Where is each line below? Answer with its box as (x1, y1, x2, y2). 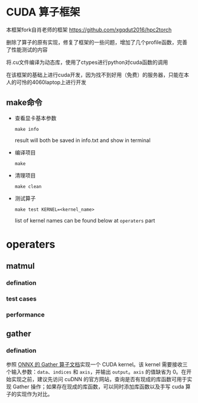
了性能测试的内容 (6, 46, 48, 53)
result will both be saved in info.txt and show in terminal (14, 137, 151, 144)
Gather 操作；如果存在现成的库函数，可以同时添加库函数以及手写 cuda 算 (12, 383, 191, 390)
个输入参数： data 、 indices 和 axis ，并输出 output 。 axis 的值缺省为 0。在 (6, 368, 187, 375)
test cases (6, 295, 37, 303)
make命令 (6, 98, 43, 108)
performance (6, 311, 45, 319)
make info (14, 126, 40, 132)
